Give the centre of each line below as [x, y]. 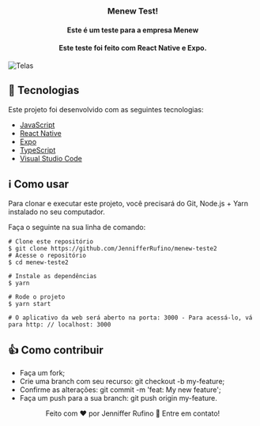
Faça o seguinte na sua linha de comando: [77, 228]
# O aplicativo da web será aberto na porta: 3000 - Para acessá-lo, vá [130, 318]
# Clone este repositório [51, 242]
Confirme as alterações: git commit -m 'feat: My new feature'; [120, 390]
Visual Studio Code [51, 158]
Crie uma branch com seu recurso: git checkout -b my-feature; [122, 382]
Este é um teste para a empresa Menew [133, 30]
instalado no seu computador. [57, 212]
